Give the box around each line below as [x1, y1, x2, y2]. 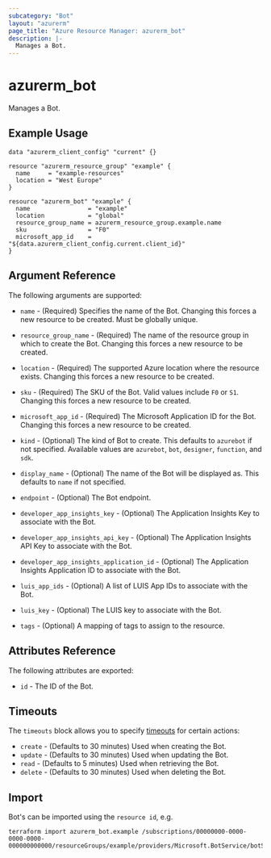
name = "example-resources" [15, 169, 125, 178]
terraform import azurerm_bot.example [8, 828, 139, 836]
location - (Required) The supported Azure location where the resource [19, 362, 260, 372]
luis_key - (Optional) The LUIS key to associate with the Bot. [19, 605, 222, 614]
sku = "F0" [15, 225, 110, 234]
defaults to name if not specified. [19, 477, 127, 487]
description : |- [8, 34, 63, 43]
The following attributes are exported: [8, 665, 134, 675]
